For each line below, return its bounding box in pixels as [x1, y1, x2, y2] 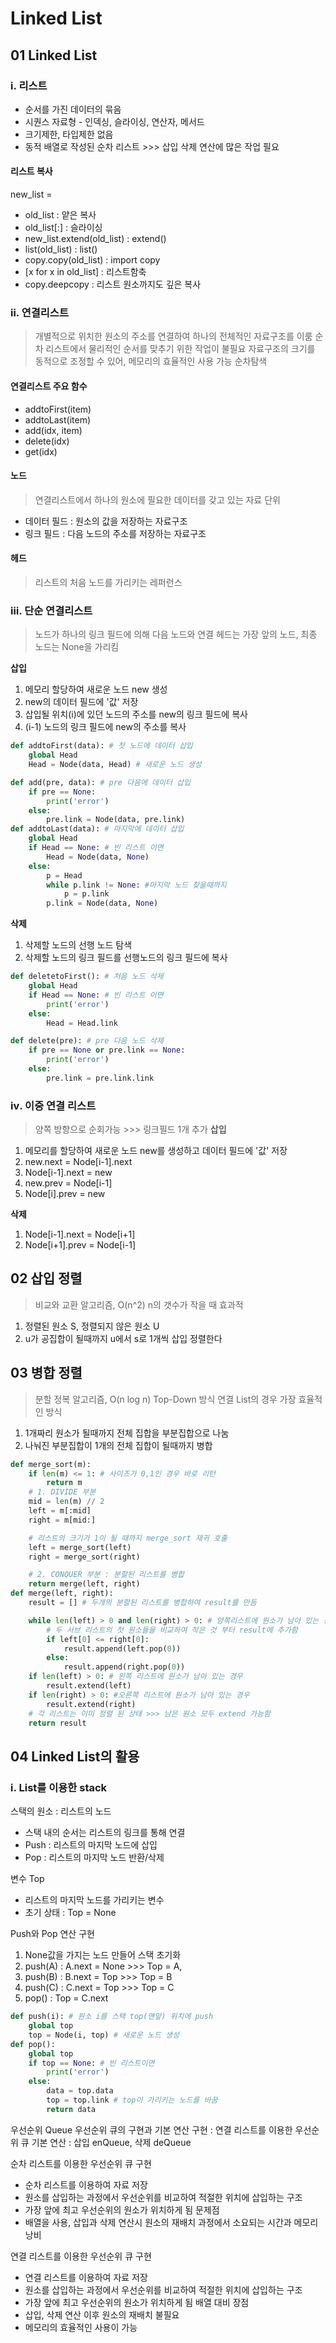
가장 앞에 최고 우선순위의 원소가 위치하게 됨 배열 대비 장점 [24, 2296, 250, 2308]
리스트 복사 [10, 165, 53, 177]
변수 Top [10, 1873, 45, 1885]
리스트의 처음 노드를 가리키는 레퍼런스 [34, 576, 183, 588]
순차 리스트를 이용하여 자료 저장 [24, 2178, 148, 2191]
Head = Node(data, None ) [46, 852, 150, 862]
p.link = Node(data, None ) [46, 898, 159, 909]
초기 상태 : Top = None [24, 1907, 117, 1919]
